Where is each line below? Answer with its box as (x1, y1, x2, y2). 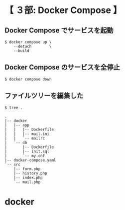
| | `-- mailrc (4, 135, 45, 140)
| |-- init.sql (4, 148, 50, 154)
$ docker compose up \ (4, 39, 52, 44)
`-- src (4, 162, 21, 167)
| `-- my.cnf (4, 153, 45, 158)
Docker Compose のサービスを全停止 (4, 63, 121, 71)
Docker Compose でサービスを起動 (4, 26, 114, 34)
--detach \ (13, 44, 52, 49)
